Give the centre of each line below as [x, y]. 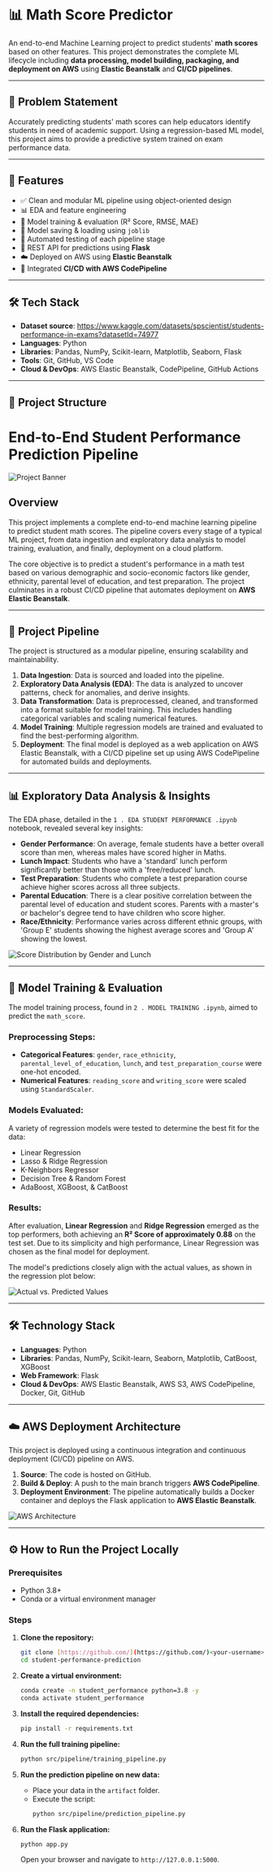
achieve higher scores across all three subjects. [100, 887]
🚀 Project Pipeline [54, 631]
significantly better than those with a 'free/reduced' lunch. [117, 870]
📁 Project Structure [58, 402]
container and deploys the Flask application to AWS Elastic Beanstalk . [139, 1501]
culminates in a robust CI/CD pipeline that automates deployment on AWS [132, 590]
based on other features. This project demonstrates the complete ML [124, 51]
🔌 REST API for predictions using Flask [85, 247]
